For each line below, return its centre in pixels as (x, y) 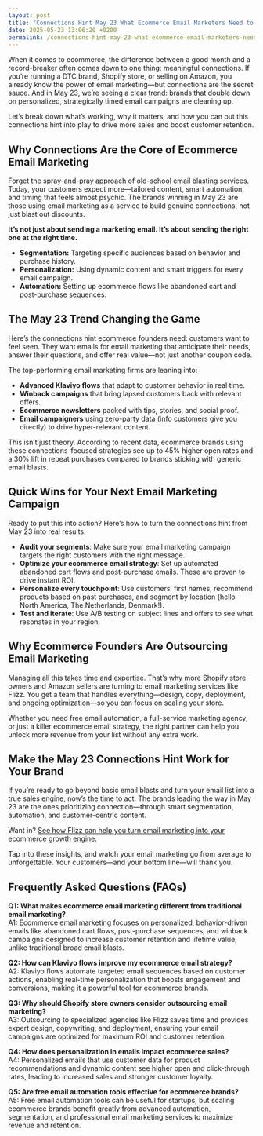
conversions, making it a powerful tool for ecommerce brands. (108, 988)
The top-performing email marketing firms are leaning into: (103, 370)
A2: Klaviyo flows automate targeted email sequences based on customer (127, 971)
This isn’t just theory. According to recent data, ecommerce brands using (126, 442)
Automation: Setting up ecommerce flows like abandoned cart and (128, 287)
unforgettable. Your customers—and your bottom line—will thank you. (121, 862)
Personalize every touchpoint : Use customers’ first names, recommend (136, 588)
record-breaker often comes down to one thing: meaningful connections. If (129, 68)
